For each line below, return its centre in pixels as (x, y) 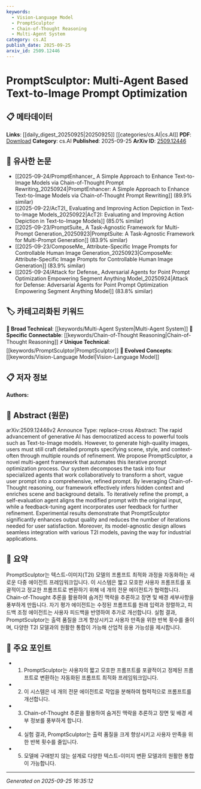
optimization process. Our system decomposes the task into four (86, 468)
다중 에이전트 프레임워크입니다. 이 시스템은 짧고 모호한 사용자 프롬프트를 (101, 582)
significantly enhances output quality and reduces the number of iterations (98, 519)
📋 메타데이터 (29, 117)
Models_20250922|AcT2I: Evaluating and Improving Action (111, 215)
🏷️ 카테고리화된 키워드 (45, 311)
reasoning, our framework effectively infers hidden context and (106, 488)
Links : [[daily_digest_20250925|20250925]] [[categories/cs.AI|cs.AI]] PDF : (99, 134)
